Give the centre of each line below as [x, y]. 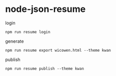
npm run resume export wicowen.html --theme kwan [58, 50]
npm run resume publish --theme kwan [45, 69]
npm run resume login [28, 32]
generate [15, 41]
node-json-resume [45, 9]
